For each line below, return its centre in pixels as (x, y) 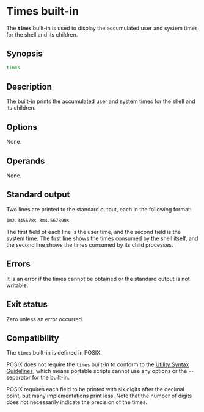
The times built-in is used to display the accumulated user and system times (102, 28)
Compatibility (33, 338)
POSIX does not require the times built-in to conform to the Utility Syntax (98, 364)
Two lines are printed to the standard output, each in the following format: (99, 209)
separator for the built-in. (38, 378)
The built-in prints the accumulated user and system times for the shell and (101, 101)
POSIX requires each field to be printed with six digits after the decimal (95, 389)
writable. (17, 285)
